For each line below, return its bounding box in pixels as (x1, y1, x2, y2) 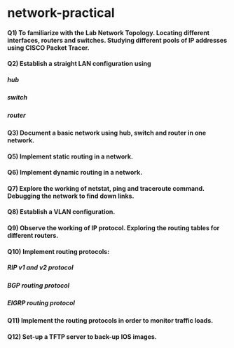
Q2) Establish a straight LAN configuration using (7, 60, 152, 68)
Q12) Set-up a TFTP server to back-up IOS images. (7, 332, 158, 341)
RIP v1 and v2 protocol (7, 263, 74, 272)
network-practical (7, 5, 115, 21)
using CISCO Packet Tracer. (7, 43, 90, 52)
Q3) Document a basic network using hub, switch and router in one (7, 128, 207, 138)
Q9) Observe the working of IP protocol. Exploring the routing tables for (7, 224, 220, 232)
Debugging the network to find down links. (7, 192, 135, 200)
